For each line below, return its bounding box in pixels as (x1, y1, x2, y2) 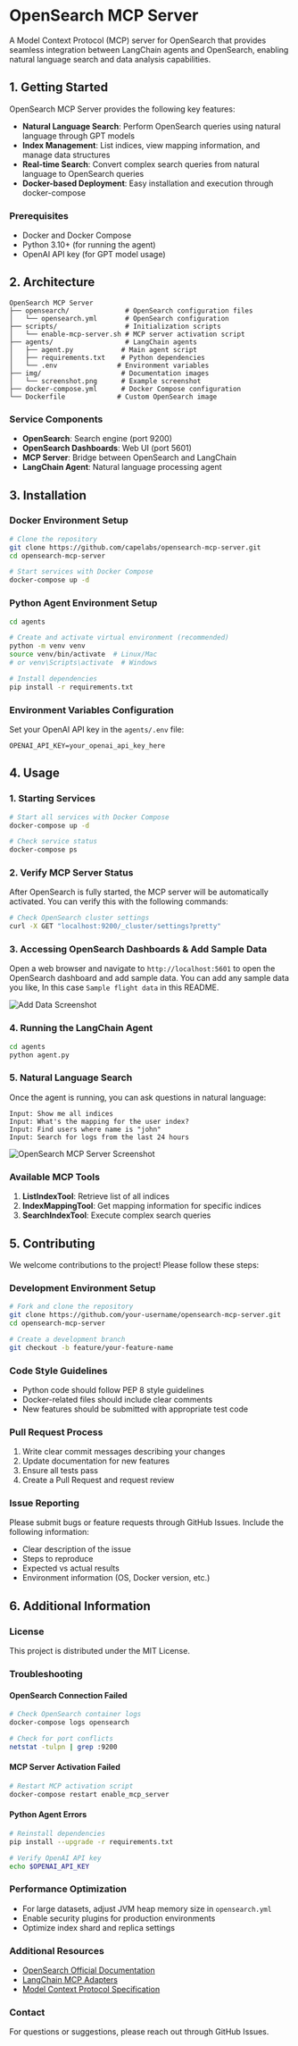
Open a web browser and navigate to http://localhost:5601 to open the (9, 963, 276, 974)
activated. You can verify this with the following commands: (9, 896, 229, 907)
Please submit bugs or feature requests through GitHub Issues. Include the (9, 1517, 284, 1528)
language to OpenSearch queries (21, 168, 145, 179)
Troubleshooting (9, 1668, 83, 1681)
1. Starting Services (9, 792, 96, 805)
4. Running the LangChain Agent (9, 1022, 153, 1035)
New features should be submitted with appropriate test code (21, 1404, 248, 1414)
